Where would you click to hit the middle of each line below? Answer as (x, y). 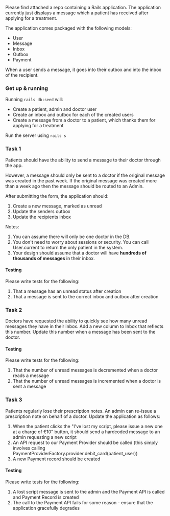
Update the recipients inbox (42, 217)
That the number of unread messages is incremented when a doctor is (87, 381)
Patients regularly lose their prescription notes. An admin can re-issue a (81, 411)
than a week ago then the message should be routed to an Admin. (75, 186)
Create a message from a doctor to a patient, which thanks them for (84, 120)
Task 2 (14, 310)
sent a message (29, 386)
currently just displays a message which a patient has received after (77, 13)
